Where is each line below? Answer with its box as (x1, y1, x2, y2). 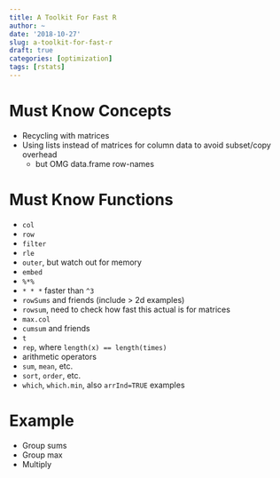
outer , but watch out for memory (21, 257, 142, 267)
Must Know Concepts (9, 101, 172, 121)
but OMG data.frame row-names (35, 158, 155, 169)
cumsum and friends (21, 323, 90, 333)
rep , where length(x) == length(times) (21, 341, 167, 352)
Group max (21, 450, 64, 460)
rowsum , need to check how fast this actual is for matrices (21, 304, 230, 315)
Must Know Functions (9, 190, 174, 210)
